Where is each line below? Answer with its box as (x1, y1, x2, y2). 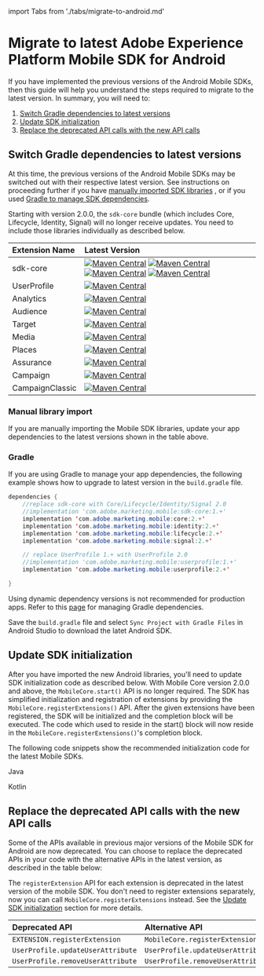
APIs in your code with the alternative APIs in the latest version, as (8, 854, 222, 864)
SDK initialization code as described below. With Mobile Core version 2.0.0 (8, 678, 250, 687)
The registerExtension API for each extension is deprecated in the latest (8, 878, 244, 887)
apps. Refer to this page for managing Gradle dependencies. (8, 602, 204, 612)
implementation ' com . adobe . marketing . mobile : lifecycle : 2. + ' (22, 529, 223, 537)
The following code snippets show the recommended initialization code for (8, 743, 250, 752)
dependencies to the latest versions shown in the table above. (8, 432, 209, 442)
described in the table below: (8, 863, 103, 872)
